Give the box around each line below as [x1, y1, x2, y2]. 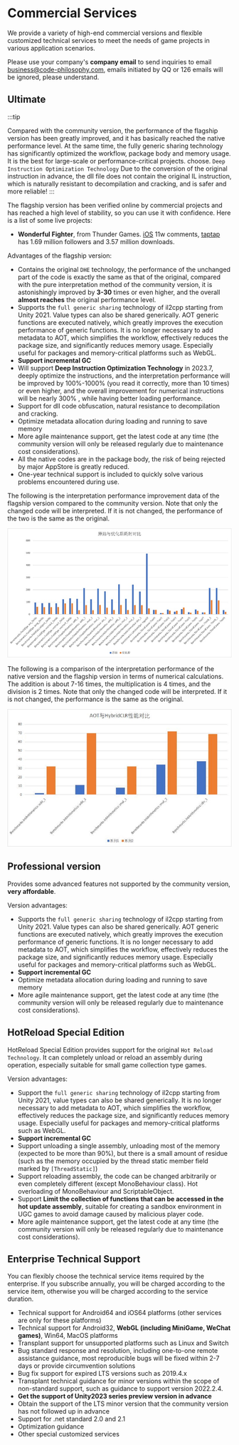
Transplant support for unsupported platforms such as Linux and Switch [17, 1339, 229, 1347]
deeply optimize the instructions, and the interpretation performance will [17, 371, 230, 380]
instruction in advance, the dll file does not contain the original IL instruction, [7, 171, 232, 180]
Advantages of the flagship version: [7, 251, 112, 260]
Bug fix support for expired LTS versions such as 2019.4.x [17, 1369, 187, 1378]
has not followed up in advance [17, 1407, 110, 1416]
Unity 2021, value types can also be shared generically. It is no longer [17, 1096, 222, 1104]
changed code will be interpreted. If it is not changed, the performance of [7, 506, 223, 515]
